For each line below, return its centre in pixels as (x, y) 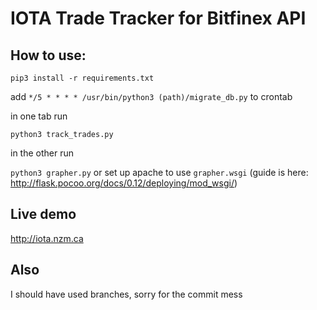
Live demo (43, 214)
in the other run (42, 153)
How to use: (48, 55)
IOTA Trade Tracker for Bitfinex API (158, 18)
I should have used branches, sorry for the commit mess (126, 294)
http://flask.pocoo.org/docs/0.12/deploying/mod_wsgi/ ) (124, 183)
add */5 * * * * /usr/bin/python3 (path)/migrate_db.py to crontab (151, 96)
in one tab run (39, 116)
